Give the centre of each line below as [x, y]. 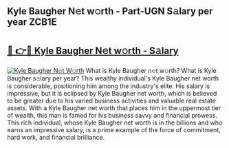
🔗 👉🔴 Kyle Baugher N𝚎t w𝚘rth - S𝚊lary [93, 51]
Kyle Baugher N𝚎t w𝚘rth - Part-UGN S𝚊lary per [110, 11]
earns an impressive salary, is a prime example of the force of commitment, [114, 130]
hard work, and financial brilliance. [56, 137]
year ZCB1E [32, 22]
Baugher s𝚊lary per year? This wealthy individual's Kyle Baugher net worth [113, 78]
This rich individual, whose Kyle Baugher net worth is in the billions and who [115, 123]
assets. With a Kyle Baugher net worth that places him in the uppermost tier [114, 108]
